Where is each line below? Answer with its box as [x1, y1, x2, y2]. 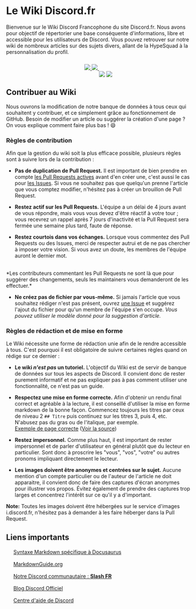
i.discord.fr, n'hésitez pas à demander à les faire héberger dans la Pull [6, 509, 175, 516]
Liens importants [6, 532, 70, 542]
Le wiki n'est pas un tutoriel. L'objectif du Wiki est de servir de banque [14, 364, 187, 371]
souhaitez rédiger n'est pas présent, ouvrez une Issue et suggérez [14, 300, 175, 307]
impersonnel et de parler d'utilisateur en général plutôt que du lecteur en [14, 443, 190, 450]
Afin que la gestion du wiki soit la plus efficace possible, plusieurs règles [6, 149, 181, 156]
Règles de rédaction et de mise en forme [6, 326, 123, 335]
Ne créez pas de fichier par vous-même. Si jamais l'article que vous [14, 294, 180, 301]
